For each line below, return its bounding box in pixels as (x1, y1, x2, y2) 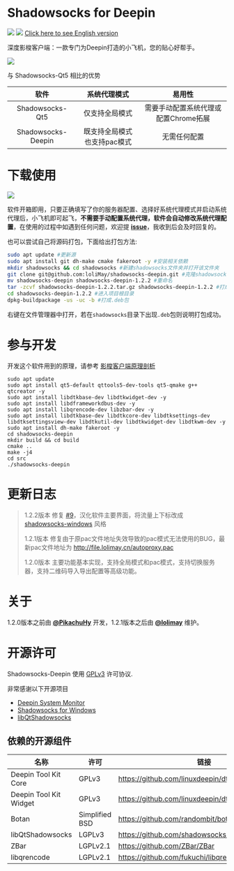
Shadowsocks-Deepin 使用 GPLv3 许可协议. (7, 669, 133, 678)
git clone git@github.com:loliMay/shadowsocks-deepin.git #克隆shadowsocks (7, 271, 230, 278)
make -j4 (7, 449, 33, 456)
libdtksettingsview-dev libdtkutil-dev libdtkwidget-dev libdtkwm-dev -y (7, 418, 226, 425)
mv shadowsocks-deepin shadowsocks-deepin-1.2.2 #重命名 (7, 277, 173, 284)
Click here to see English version (24, 29, 118, 37)
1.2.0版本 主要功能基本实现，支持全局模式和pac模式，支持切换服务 (24, 558, 216, 566)
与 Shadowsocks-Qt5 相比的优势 (7, 71, 101, 80)
